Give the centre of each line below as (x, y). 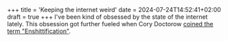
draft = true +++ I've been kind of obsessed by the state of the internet (107, 17)
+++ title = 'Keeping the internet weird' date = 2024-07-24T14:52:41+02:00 (114, 10)
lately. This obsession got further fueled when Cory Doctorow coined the (110, 24)
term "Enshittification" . (39, 31)
